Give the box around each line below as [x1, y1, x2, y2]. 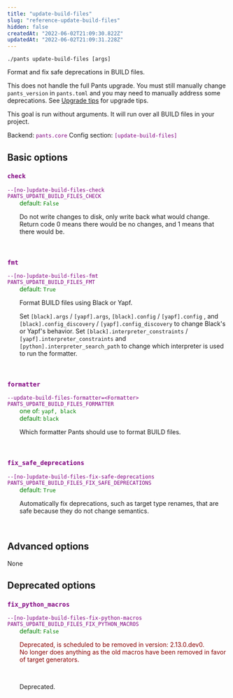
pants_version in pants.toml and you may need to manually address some [7, 89, 220, 98]
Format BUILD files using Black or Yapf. [20, 299, 133, 307]
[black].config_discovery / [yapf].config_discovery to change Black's [20, 320, 226, 328]
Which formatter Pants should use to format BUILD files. [20, 428, 181, 436]
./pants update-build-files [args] [7, 55, 111, 63]
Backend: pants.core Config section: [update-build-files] [7, 131, 178, 140]
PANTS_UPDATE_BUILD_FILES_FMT [7, 278, 96, 286]
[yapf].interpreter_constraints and [20, 335, 127, 343]
